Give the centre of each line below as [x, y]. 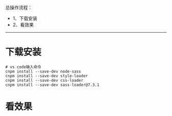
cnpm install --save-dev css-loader [44, 80]
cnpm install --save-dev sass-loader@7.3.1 [52, 85]
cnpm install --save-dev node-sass [43, 71]
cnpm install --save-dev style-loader [47, 76]
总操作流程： [19, 7]
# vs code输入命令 [23, 67]
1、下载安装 [25, 18]
